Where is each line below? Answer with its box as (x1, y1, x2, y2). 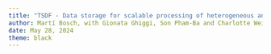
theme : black (8, 33, 52, 42)
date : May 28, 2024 (8, 26, 74, 34)
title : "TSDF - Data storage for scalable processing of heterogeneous (8, 11, 254, 20)
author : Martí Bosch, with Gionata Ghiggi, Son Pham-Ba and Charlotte (8, 19, 251, 27)
